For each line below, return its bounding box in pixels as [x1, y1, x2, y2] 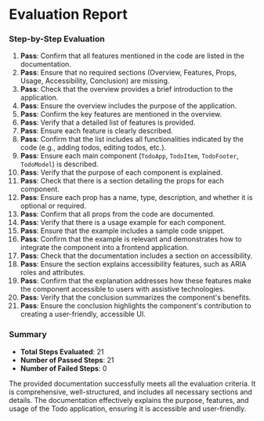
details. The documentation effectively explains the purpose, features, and [9, 395, 249, 405]
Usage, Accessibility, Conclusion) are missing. [20, 76, 170, 85]
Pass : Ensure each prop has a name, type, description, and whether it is [20, 193, 253, 202]
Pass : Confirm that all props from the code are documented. [20, 209, 215, 219]
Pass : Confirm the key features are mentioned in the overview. [20, 110, 222, 119]
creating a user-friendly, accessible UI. [20, 310, 146, 319]
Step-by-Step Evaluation [9, 34, 105, 45]
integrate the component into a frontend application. [20, 243, 190, 252]
